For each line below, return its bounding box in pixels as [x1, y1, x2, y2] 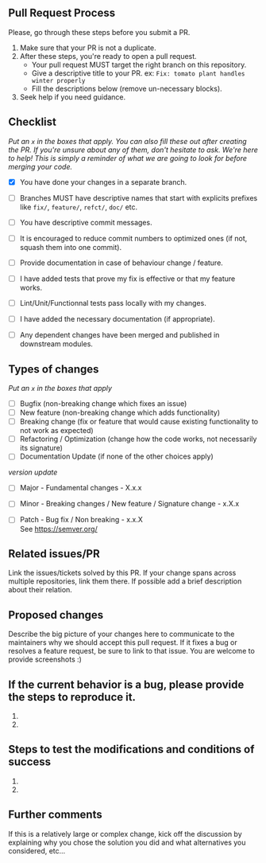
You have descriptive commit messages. [19, 217, 152, 227]
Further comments [8, 808, 102, 822]
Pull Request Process [8, 6, 116, 20]
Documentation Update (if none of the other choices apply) [19, 451, 214, 461]
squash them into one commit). [19, 242, 121, 252]
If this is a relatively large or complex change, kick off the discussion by [8, 829, 242, 838]
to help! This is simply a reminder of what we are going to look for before [8, 153, 248, 162]
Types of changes [8, 362, 99, 376]
